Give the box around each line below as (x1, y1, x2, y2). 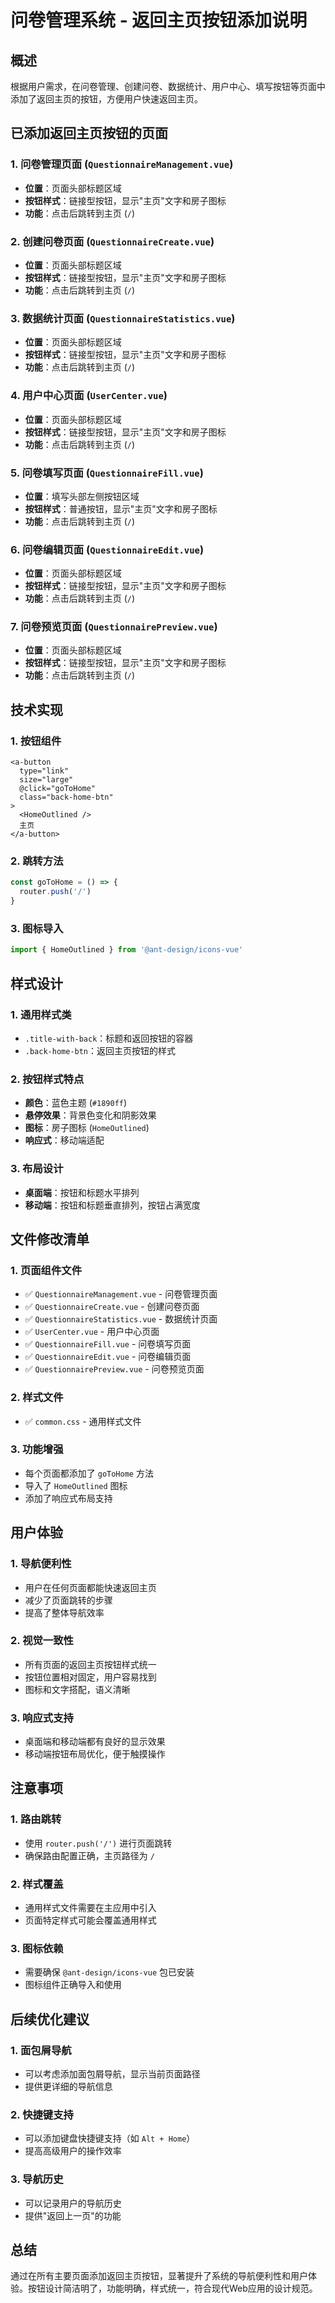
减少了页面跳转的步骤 (24, 1594, 113, 1606)
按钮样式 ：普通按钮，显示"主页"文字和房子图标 (24, 502, 218, 515)
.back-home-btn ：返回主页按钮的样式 (24, 1044, 177, 1056)
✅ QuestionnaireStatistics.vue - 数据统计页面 (24, 1313, 218, 1325)
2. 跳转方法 (10, 854, 64, 868)
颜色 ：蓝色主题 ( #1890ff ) (24, 1097, 128, 1109)
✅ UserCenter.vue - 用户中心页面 (24, 1326, 160, 1338)
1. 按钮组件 (10, 734, 62, 748)
